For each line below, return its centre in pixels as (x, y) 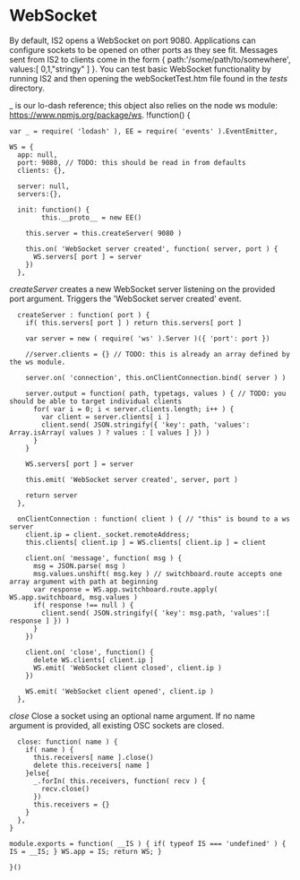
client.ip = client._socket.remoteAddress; (108, 534)
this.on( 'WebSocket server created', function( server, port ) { (152, 249)
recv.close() (66, 789)
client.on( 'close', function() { (90, 652)
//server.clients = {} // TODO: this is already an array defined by (158, 354)
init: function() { (54, 210)
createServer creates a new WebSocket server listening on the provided (142, 289)
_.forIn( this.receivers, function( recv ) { (119, 781)
